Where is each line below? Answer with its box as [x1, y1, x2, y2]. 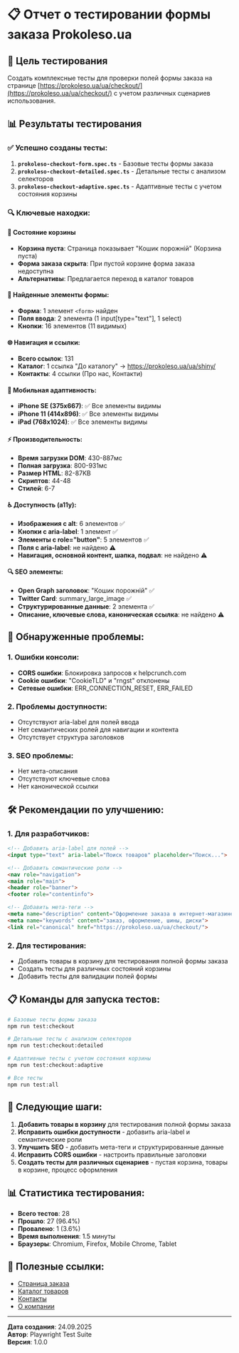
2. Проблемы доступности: [7, 701, 108, 711]
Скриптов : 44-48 [17, 476, 71, 485]
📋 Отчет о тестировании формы [7, 6, 211, 23]
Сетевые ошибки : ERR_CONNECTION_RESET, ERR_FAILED [17, 684, 193, 692]
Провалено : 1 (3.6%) [17, 1225, 81, 1233]
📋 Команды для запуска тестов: [7, 993, 160, 1005]
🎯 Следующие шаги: [7, 1101, 102, 1113]
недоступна [17, 266, 54, 275]
